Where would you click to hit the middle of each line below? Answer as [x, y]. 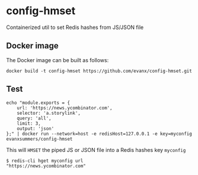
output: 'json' [36, 128]
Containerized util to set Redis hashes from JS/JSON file [75, 27]
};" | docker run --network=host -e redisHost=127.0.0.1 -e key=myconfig [99, 134]
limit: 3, [29, 123]
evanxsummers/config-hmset [39, 139]
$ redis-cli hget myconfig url [45, 161]
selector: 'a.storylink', [49, 113]
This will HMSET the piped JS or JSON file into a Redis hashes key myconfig [96, 150]
